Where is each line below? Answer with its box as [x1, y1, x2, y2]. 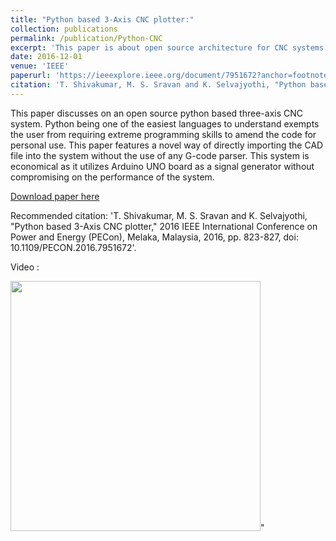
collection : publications [10, 24, 118, 34]
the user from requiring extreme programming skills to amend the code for [10, 128, 317, 140]
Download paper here [10, 190, 100, 202]
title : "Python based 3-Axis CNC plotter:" [10, 14, 195, 25]
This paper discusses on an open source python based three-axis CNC [10, 107, 304, 119]
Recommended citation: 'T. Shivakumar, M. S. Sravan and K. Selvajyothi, [10, 209, 308, 221]
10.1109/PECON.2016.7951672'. [10, 241, 137, 253]
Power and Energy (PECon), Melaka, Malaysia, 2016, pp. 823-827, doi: [10, 231, 299, 243]
